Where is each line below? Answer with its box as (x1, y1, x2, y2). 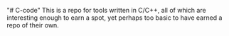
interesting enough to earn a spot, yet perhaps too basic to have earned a (6, 13, 223, 22)
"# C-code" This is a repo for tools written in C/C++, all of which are (6, 6, 207, 14)
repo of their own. (6, 21, 60, 29)
